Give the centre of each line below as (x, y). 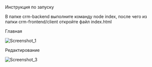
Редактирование (22, 50)
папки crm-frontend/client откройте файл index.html (58, 22)
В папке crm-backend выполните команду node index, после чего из (76, 16)
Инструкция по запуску (30, 7)
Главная (14, 31)
